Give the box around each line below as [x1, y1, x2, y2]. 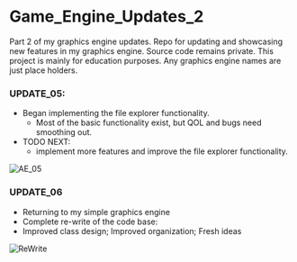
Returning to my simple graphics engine [22, 206, 171, 217]
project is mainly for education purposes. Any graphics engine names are [9, 55, 282, 66]
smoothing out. [35, 127, 93, 138]
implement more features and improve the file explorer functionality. [35, 146, 288, 157]
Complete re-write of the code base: [22, 216, 158, 227]
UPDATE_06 [9, 186, 63, 199]
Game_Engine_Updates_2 [9, 6, 204, 27]
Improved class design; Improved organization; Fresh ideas [22, 225, 242, 236]
